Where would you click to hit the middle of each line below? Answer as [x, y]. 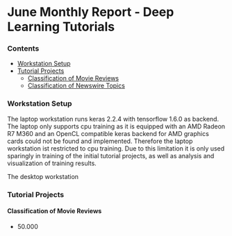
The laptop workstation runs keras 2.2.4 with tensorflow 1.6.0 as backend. [113, 119]
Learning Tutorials [61, 27]
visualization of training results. [52, 163]
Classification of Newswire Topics [76, 86]
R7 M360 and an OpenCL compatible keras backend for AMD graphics [108, 133]
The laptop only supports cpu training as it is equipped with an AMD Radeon [116, 126]
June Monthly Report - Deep [91, 12]
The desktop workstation [43, 176]
